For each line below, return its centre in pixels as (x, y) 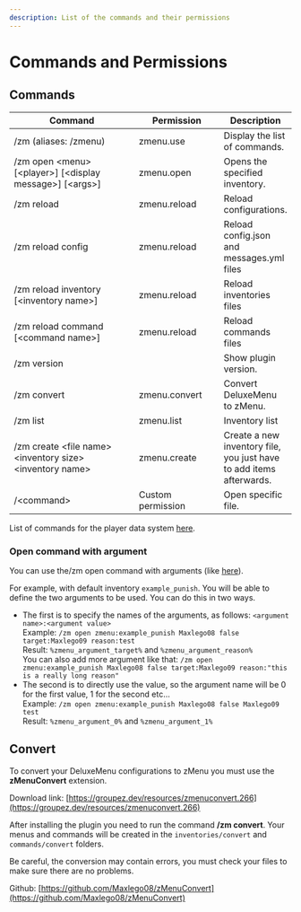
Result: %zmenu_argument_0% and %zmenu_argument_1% (117, 721)
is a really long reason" (70, 675)
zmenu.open (165, 172)
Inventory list (251, 420)
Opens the (245, 161)
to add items (249, 469)
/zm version (39, 363)
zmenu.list (160, 420)
